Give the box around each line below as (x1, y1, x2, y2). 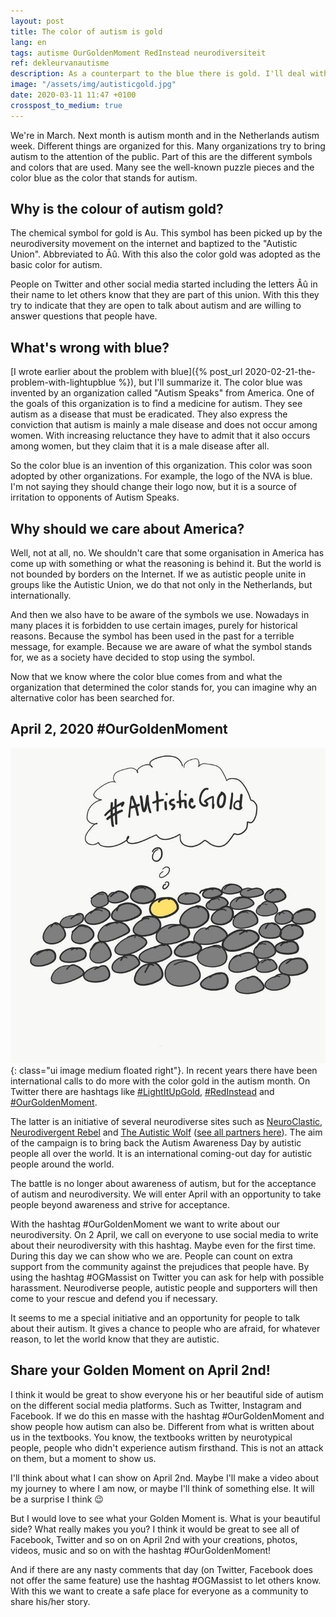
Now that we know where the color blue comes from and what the (10, 671, 283, 683)
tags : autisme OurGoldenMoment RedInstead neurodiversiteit (10, 48, 267, 58)
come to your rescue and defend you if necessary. (10, 1292, 218, 1304)
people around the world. (10, 1158, 115, 1170)
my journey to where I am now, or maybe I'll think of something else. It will (10, 1482, 315, 1494)
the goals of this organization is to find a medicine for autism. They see (10, 398, 303, 410)
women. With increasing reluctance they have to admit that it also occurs (10, 430, 311, 442)
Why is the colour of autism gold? (10, 201, 224, 218)
